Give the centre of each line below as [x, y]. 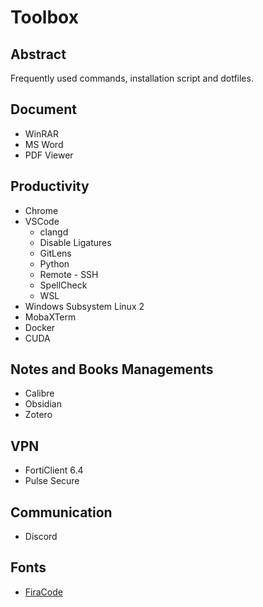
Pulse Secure [52, 481]
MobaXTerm [50, 317]
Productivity [50, 186]
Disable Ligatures [75, 242]
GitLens [55, 253]
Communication [61, 512]
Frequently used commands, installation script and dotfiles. [132, 78]
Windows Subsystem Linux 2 [84, 306]
